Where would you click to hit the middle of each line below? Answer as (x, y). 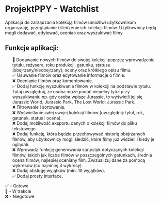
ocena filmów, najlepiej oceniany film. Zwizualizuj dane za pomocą (79, 160)
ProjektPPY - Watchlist (52, 9)
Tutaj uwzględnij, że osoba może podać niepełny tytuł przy (71, 91)
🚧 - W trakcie (18, 191)
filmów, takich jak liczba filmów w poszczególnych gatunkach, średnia (82, 155)
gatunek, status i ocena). (37, 118)
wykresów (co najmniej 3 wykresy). (48, 165)
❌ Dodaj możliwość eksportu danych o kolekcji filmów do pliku (74, 123)
